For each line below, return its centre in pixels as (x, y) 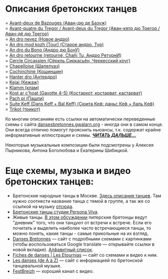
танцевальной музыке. (37, 266)
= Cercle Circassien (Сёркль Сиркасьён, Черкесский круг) (68, 60)
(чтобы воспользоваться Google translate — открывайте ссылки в (83, 244)
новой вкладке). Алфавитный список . (53, 250)
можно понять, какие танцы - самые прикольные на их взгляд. (80, 233)
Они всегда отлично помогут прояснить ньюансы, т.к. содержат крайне (83, 129)
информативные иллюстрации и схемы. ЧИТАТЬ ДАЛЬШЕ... (71, 135)
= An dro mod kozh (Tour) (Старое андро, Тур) (54, 44)
